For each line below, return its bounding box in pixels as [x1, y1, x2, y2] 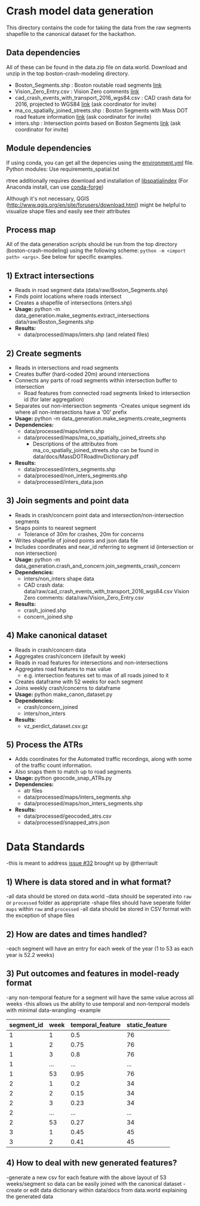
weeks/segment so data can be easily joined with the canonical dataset [6, 1180, 182, 1187]
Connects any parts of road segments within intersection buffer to [14, 377, 177, 383]
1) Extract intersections [6, 271, 94, 281]
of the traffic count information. [14, 762, 93, 769]
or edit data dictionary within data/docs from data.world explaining [23, 1186, 187, 1193]
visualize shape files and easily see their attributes [6, 207, 130, 214]
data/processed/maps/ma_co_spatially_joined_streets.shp [23, 434, 166, 441]
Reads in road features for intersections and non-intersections [14, 659, 168, 666]
